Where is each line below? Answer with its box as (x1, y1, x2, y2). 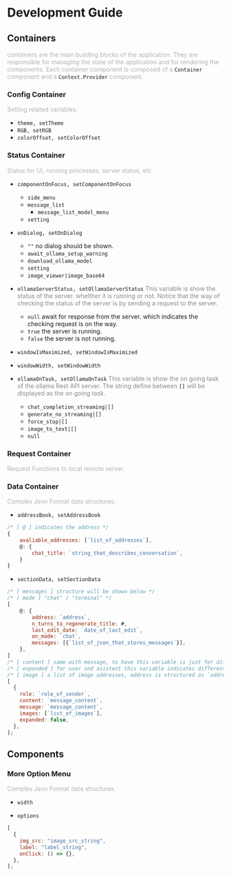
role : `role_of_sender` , (19, 691, 91, 697)
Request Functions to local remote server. (7, 464, 125, 473)
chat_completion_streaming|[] (27, 403, 115, 411)
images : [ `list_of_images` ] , (19, 710, 103, 717)
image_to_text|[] (27, 425, 78, 432)
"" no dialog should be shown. (27, 241, 114, 249)
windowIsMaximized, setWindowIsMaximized (16, 349, 137, 356)
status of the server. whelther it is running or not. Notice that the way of (16, 292, 220, 300)
